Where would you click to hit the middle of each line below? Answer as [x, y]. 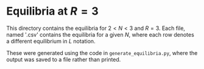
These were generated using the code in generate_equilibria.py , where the [102, 53]
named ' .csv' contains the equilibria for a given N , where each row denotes [100, 34]
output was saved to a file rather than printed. [64, 59]
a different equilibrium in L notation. [51, 41]
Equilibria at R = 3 [52, 11]
